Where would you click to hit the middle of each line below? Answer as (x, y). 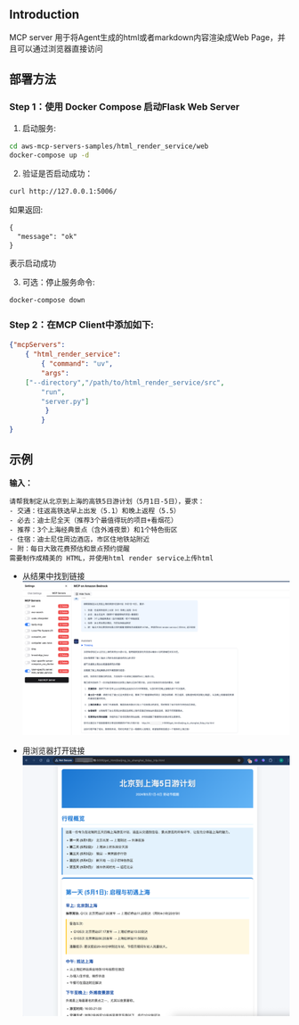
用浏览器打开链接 (53, 751)
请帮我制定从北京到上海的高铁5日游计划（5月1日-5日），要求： (107, 501)
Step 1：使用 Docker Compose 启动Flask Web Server (125, 107)
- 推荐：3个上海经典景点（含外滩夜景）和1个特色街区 (93, 530)
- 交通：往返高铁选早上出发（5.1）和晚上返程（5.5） (95, 511)
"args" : (55, 373)
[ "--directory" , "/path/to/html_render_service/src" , (125, 383)
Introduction (44, 15)
